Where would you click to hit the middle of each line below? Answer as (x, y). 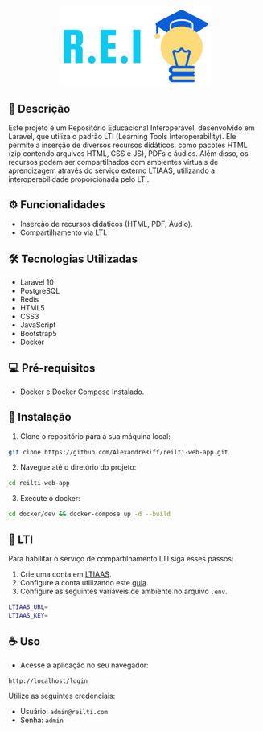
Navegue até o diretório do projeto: (78, 467)
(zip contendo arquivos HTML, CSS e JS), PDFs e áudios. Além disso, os (128, 154)
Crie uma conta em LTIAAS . (66, 574)
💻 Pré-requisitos (52, 368)
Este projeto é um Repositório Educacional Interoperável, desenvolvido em (131, 128)
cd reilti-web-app (39, 483)
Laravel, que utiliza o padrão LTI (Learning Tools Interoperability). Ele (122, 137)
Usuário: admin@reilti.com (64, 711)
